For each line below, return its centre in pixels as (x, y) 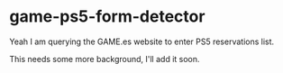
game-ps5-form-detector (107, 17)
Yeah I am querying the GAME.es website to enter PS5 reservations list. (142, 41)
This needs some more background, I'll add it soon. (105, 59)
